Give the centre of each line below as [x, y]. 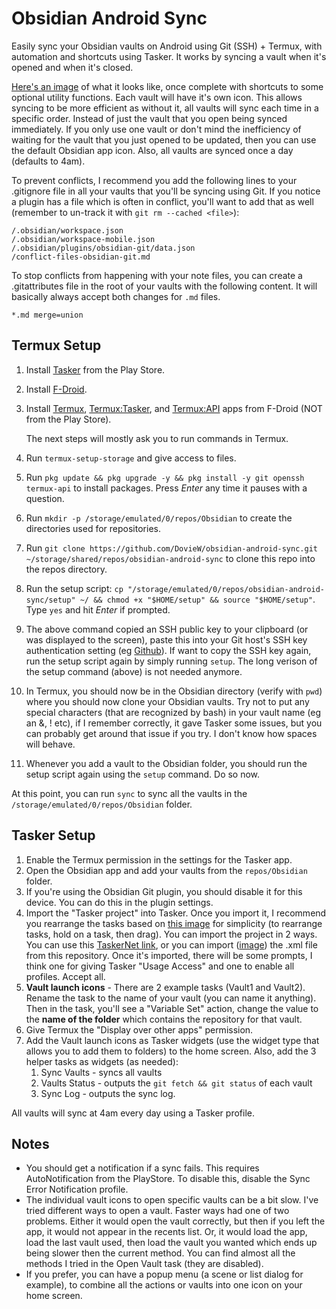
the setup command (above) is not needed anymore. [134, 671]
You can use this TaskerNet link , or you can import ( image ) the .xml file [171, 944]
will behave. [50, 744]
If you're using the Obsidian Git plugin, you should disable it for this [164, 891]
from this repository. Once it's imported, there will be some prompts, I [169, 955]
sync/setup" [50, 600]
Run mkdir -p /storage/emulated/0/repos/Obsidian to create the [159, 518]
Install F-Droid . [56, 389]
